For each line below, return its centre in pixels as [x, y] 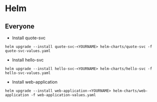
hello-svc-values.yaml [28, 73]
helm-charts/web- [130, 91]
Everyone [20, 26]
